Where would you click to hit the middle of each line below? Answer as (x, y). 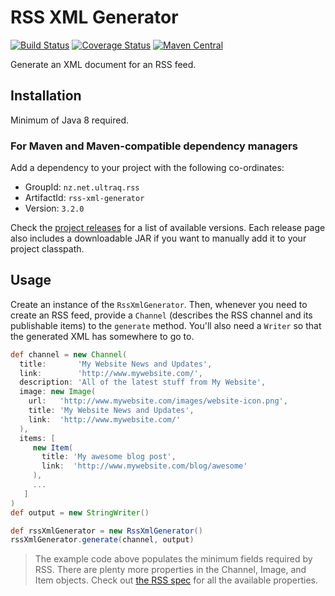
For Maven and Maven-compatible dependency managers (154, 146)
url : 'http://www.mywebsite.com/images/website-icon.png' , (158, 401)
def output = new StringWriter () (80, 512)
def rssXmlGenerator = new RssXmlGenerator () (106, 531)
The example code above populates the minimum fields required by (173, 559)
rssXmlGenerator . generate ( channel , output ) (102, 540)
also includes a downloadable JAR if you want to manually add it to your (158, 238)
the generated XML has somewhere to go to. (102, 336)
